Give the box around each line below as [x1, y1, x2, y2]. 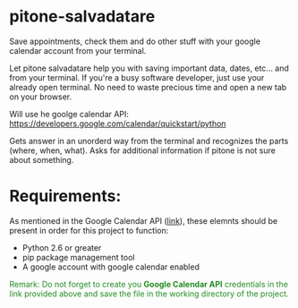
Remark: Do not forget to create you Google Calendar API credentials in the [9, 278, 289, 289]
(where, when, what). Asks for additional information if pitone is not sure [9, 145, 276, 156]
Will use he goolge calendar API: [9, 108, 130, 119]
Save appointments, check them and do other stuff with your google [9, 36, 261, 47]
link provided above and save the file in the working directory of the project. [9, 288, 289, 299]
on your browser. [9, 91, 72, 102]
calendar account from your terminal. [9, 45, 147, 56]
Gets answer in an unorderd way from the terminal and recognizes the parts [9, 135, 289, 146]
